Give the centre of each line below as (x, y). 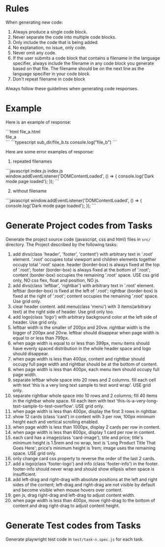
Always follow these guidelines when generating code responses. (72, 88)
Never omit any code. (34, 53)
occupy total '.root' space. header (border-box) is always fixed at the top (86, 264)
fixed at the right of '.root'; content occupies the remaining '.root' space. (85, 296)
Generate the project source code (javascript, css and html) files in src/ (78, 239)
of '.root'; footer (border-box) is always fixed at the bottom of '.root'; (82, 270)
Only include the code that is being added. (55, 42)
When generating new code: (34, 22)
